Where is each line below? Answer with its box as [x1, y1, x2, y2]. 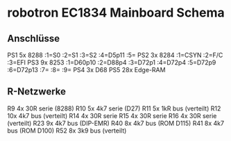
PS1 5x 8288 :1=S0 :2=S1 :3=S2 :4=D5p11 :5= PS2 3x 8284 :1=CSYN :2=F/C [7, 51, 223, 59]
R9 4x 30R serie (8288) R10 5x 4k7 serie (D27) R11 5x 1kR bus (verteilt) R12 [7, 104, 221, 113]
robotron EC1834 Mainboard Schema [7, 5, 225, 21]
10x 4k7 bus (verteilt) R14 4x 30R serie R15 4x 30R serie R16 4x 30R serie [7, 111, 217, 119]
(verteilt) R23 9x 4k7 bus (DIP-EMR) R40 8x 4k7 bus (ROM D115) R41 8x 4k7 [7, 119, 224, 127]
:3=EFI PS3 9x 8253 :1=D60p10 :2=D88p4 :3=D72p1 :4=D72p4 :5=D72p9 [7, 58, 216, 67]
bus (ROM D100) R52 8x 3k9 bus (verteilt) [7, 126, 127, 135]
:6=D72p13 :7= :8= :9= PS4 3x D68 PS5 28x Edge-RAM [7, 66, 166, 74]
